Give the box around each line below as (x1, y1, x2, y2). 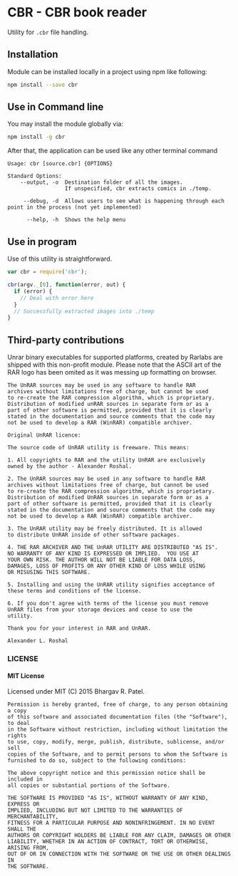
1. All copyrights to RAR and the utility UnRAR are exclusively (7, 457, 205, 464)
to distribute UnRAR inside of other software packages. (7, 531, 180, 538)
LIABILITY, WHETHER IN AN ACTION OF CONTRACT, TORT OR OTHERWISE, (7, 838, 209, 845)
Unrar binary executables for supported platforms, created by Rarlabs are (7, 353, 223, 362)
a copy (7, 707, 27, 714)
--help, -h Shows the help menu (26, 217, 126, 224)
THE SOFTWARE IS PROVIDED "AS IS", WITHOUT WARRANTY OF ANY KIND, (7, 795, 209, 802)
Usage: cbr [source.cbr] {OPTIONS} (7, 160, 113, 167)
